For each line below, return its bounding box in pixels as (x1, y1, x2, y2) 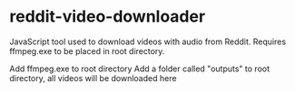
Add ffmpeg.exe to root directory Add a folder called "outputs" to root (9, 63, 270, 74)
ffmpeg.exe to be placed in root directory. (9, 45, 165, 56)
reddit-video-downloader (9, 6, 206, 27)
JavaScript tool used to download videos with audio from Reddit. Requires (9, 36, 287, 47)
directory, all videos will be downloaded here (9, 72, 177, 83)
